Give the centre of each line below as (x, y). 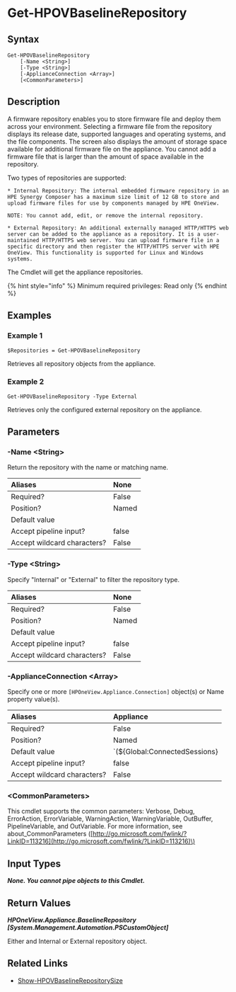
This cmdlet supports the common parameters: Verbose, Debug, (101, 811)
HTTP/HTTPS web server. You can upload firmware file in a (131, 240)
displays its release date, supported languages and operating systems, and (117, 134)
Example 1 (25, 336)
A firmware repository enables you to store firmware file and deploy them (114, 119)
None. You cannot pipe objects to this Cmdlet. (76, 881)
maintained (23, 240)
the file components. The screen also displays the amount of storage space (117, 141)
